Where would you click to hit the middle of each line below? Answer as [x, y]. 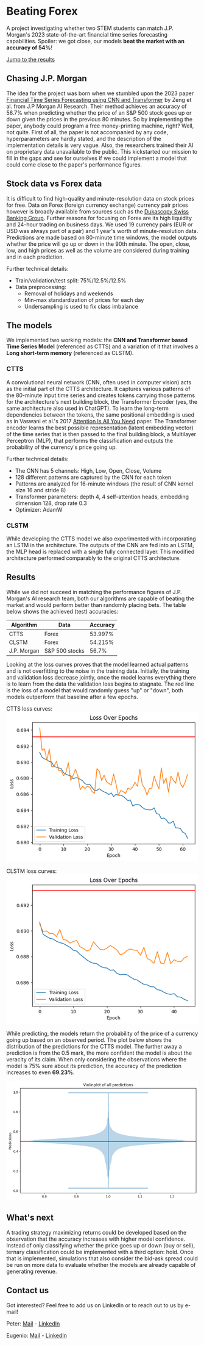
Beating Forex [42, 11]
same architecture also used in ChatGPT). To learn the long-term [88, 408]
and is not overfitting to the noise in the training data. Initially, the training [98, 671]
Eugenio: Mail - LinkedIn [37, 1335]
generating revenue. [32, 1271]
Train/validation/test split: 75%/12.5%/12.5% [71, 280]
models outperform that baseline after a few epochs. [72, 697]
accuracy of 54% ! [30, 48]
